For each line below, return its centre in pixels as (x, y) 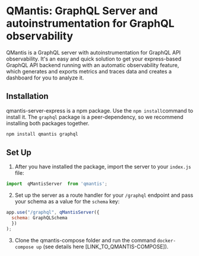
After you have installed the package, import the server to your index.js (103, 167)
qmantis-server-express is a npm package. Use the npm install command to (100, 110)
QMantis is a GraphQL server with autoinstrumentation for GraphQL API (94, 52)
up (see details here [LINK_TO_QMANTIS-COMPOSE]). (102, 247)
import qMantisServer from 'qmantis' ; (57, 184)
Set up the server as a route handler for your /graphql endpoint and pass (104, 195)
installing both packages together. (48, 123)
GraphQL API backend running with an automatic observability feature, (93, 65)
